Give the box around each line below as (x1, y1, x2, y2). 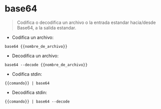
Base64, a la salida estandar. (16, 24, 76, 30)
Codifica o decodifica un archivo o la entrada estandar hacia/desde (16, 19, 156, 25)
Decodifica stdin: (11, 89, 47, 95)
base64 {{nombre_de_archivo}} (4, 44, 68, 49)
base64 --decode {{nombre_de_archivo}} (4, 62, 88, 67)
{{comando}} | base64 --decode (4, 99, 70, 104)
